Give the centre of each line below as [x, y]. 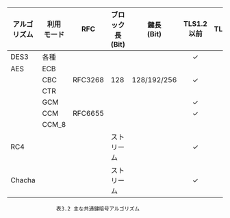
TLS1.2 [195, 24]
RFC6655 [89, 113]
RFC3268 [89, 80]
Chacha [23, 180]
